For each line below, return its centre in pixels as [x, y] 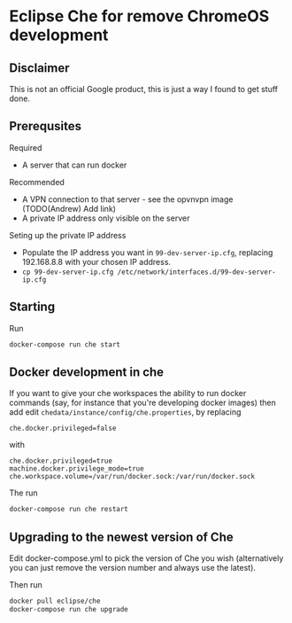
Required [26, 147]
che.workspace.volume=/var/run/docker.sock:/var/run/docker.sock [132, 477]
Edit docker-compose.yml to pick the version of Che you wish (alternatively [146, 558]
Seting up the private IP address [68, 235]
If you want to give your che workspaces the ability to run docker [128, 393]
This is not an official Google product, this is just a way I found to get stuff [144, 89]
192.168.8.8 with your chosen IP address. [96, 261]
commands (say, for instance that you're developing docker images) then [142, 403]
